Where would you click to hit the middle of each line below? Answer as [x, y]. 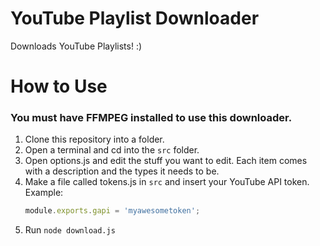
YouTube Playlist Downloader [135, 18]
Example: [44, 193]
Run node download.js [70, 230]
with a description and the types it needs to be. [122, 171]
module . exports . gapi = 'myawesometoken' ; [112, 211]
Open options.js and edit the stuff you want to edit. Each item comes [166, 161]
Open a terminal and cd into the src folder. [112, 150]
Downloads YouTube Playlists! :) [76, 46]
